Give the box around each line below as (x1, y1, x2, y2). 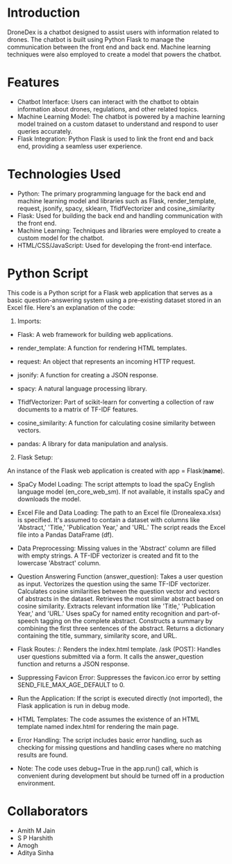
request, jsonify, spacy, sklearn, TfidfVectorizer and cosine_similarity (17, 204, 215, 212)
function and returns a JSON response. (17, 659, 130, 668)
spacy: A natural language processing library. (17, 384, 147, 393)
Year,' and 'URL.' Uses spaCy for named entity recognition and (17, 609, 196, 618)
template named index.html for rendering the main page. (17, 722, 179, 730)
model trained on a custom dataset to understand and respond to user (17, 120, 219, 128)
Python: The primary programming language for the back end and (17, 189, 206, 198)
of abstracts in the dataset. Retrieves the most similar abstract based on (17, 594, 224, 603)
